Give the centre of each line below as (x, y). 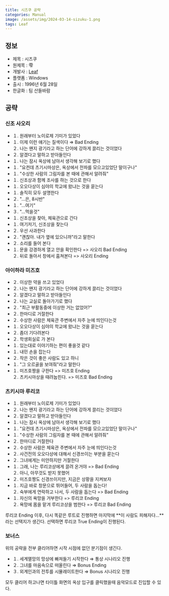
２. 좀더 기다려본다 (31, 333)
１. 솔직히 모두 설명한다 (36, 192)
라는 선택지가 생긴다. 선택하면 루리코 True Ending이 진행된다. (66, 522)
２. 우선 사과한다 (29, 230)
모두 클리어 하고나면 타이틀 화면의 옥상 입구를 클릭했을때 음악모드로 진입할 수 (81, 582)
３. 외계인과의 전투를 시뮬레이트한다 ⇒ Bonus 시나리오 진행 (71, 571)
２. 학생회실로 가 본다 (34, 339)
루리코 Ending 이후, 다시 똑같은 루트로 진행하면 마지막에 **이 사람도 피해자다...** (84, 515)
